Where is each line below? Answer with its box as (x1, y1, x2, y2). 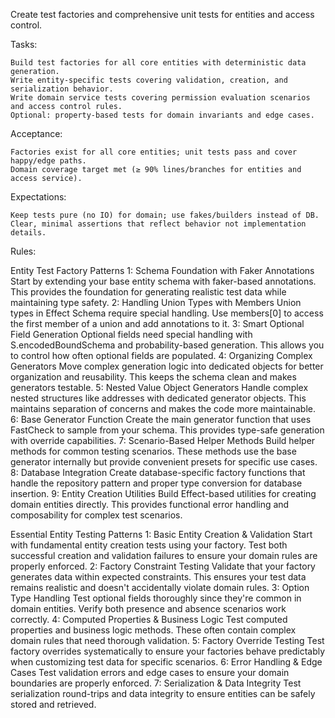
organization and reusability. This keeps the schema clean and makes (10, 371, 297, 383)
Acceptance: (10, 128, 63, 139)
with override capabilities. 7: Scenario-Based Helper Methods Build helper (10, 435, 316, 446)
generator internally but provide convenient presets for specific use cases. (10, 456, 318, 468)
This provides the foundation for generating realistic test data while (10, 286, 287, 298)
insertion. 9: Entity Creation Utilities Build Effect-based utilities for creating (10, 488, 317, 499)
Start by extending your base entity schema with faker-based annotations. (10, 275, 317, 287)
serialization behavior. (10, 84, 114, 94)
